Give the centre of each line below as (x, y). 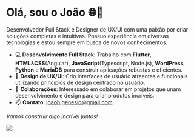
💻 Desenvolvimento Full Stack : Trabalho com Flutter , (83, 55)
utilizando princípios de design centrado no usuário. (80, 82)
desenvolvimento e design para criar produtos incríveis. (85, 95)
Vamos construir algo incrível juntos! (52, 116)
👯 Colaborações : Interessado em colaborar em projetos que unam (98, 89)
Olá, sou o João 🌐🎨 (55, 12)
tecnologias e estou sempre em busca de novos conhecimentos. (87, 42)
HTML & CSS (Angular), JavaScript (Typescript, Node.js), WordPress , (100, 63)
